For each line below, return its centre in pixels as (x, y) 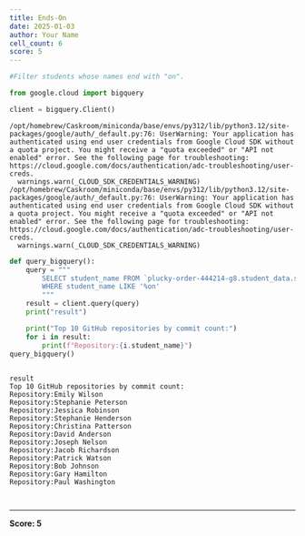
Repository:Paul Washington (63, 482)
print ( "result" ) (57, 312)
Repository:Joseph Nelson (58, 442)
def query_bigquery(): (52, 261)
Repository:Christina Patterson (70, 427)
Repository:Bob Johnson (54, 466)
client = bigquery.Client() (63, 109)
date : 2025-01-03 (42, 26)
